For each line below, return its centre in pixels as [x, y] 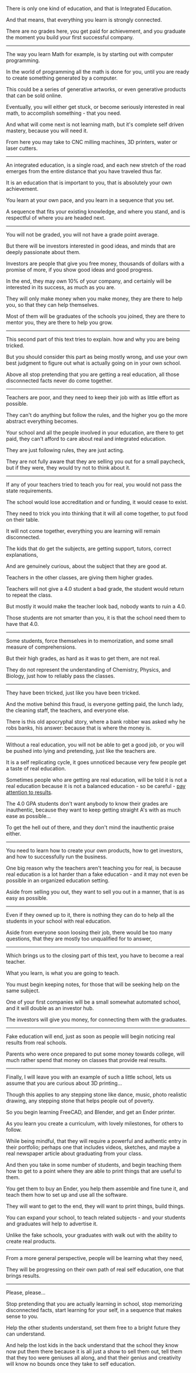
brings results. [23, 1276]
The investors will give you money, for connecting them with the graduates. [97, 1019]
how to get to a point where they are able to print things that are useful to [94, 1171]
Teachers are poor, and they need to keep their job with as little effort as [93, 397]
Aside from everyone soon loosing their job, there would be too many [89, 932]
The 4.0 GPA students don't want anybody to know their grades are [87, 804]
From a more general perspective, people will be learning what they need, [95, 1258]
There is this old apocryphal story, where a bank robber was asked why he [96, 722]
